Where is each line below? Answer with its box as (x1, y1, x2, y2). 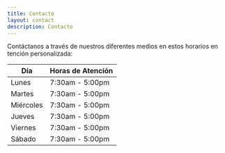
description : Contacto (7, 23, 73, 30)
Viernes (10, 123, 36, 133)
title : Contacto (7, 10, 54, 17)
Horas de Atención (49, 66, 114, 76)
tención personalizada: (7, 49, 73, 58)
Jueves (10, 112, 35, 122)
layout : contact (7, 17, 54, 24)
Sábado (10, 134, 36, 144)
